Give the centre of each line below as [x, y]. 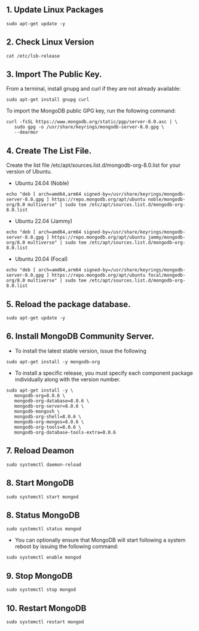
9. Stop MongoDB [39, 576]
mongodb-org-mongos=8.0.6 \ [49, 422]
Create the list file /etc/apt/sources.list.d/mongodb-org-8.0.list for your [94, 165]
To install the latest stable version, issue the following [80, 351]
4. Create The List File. [49, 150]
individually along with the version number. [68, 379]
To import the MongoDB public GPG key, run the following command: [91, 111]
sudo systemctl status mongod [44, 529]
